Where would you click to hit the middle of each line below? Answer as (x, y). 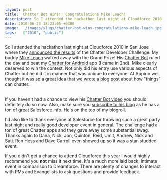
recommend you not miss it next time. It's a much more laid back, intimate (81, 161)
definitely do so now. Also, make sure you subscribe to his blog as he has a (82, 105)
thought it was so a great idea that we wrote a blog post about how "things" (83, 79)
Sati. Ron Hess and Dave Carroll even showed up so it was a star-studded (81, 141)
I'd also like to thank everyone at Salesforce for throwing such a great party (83, 120)
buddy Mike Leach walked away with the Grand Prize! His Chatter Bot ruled (83, 58)
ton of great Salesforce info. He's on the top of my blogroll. (66, 110)
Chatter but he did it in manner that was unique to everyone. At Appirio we (82, 74)
